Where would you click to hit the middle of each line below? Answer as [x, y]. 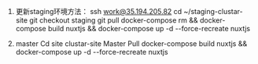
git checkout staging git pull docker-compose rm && [114, 20]
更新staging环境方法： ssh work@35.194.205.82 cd [99, 11]
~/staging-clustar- [214, 11]
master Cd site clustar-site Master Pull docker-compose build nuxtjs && [131, 44]
